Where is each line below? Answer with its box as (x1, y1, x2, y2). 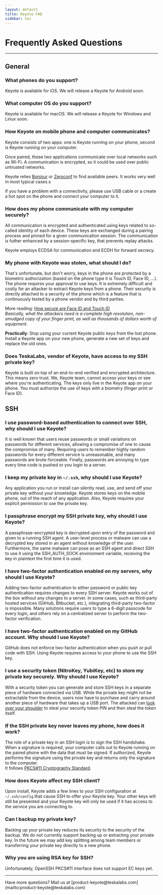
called (5, 228, 17, 233)
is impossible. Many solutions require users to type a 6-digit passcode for (5, 605, 152, 611)
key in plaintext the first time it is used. (5, 555, 82, 561)
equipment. (5, 321, 28, 327)
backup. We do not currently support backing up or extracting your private (5, 832, 154, 838)
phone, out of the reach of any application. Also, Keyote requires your (5, 495, 144, 501)
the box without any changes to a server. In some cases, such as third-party (5, 595, 158, 601)
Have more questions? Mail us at (5, 879, 70, 885)
